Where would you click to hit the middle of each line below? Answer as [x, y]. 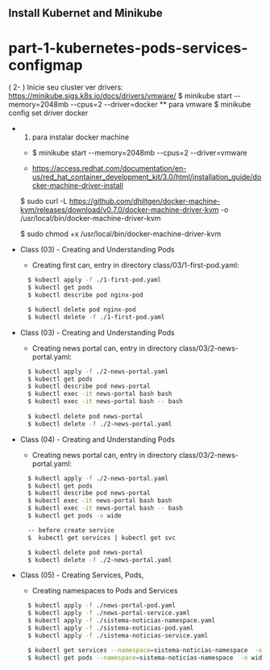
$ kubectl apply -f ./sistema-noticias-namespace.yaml [122, 621]
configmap [46, 65]
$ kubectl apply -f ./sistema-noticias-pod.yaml [111, 628]
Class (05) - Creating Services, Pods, [82, 575]
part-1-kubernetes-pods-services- [128, 48]
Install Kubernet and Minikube [85, 13]
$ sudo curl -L [44, 202]
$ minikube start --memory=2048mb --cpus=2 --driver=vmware [139, 153]
